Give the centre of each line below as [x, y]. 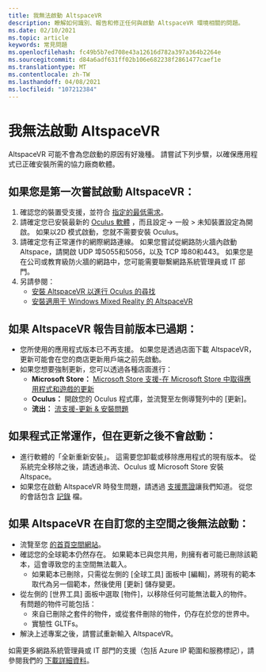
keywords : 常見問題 [38, 45]
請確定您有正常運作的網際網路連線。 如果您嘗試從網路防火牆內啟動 [128, 242]
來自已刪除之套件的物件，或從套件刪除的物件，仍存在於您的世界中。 [142, 613]
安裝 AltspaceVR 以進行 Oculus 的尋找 [93, 292]
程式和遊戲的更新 [66, 388]
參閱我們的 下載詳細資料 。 [51, 660]
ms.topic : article [38, 38]
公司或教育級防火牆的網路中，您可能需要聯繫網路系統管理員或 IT [131, 262]
